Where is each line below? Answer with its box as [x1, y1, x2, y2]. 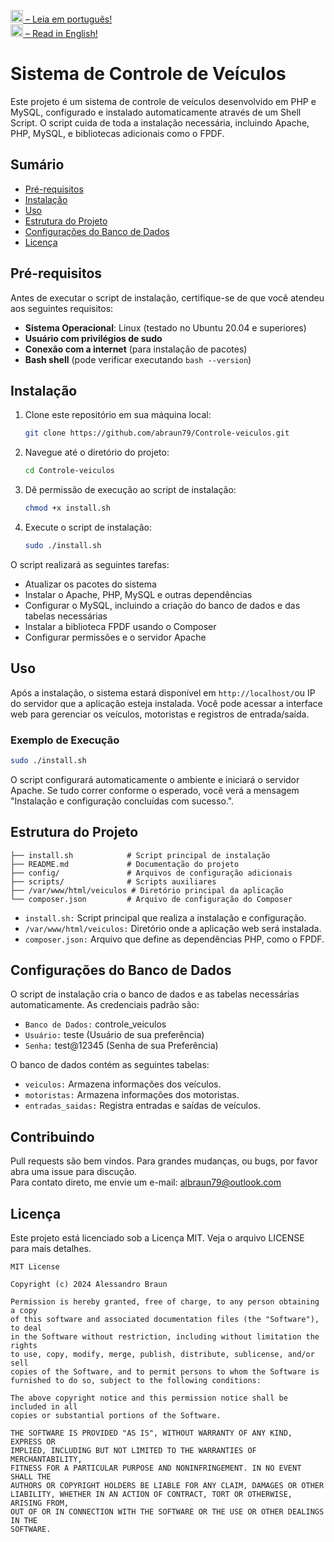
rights [10, 1341, 38, 1351]
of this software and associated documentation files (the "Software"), [10, 1315, 320, 1325]
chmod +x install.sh [24, 503, 111, 514]
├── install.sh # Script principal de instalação [10, 850, 271, 860]
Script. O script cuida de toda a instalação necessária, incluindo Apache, [10, 116, 310, 129]
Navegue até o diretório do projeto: [24, 446, 170, 459]
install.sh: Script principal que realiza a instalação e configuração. [24, 911, 307, 924]
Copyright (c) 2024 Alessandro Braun [10, 1280, 168, 1290]
